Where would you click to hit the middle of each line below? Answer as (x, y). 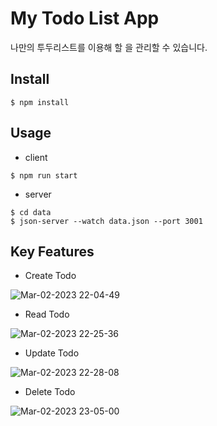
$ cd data (31, 212)
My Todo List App (85, 18)
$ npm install (40, 102)
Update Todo (52, 353)
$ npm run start (44, 175)
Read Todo (47, 314)
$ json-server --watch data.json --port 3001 (106, 221)
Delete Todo (50, 392)
